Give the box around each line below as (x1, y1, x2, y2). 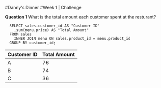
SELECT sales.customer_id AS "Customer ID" (9, 23, 100, 28)
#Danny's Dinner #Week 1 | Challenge (5, 5, 82, 10)
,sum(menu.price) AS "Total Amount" (14, 28, 89, 33)
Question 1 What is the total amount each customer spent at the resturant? (5, 14, 156, 19)
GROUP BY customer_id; (9, 40, 56, 45)
